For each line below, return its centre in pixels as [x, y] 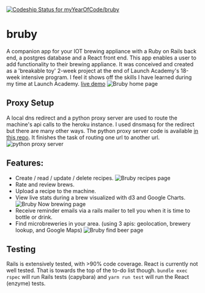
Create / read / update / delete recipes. [64, 178]
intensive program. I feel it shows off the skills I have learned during [106, 77]
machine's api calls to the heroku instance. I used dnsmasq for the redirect [100, 124]
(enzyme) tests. [26, 283]
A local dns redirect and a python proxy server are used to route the [92, 118]
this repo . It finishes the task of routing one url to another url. [83, 137]
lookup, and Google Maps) [49, 230]
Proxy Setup [30, 103]
